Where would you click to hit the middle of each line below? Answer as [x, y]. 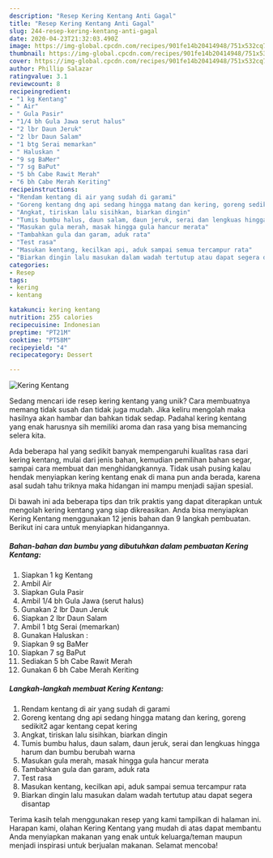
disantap [36, 804]
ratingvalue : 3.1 [38, 76]
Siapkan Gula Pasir [52, 593]
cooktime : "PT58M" [40, 340]
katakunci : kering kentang [55, 310]
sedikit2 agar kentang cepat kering [79, 726]
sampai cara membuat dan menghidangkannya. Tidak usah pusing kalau [130, 468]
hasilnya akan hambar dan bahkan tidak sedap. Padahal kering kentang [128, 418]
